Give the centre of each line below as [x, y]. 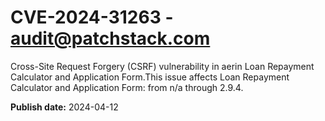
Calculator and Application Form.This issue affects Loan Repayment [150, 77]
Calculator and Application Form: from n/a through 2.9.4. [127, 87]
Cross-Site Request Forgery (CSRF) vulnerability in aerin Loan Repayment [162, 66]
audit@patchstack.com [110, 38]
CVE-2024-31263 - [92, 17]
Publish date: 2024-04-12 [64, 107]
